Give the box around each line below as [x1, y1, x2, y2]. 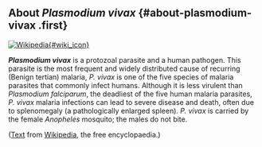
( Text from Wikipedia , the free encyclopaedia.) [8, 130, 161, 139]
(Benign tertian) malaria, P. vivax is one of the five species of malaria [8, 72, 234, 82]
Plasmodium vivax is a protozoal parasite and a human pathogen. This [8, 55, 241, 64]
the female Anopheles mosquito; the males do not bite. [8, 114, 188, 124]
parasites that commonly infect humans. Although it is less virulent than [8, 80, 243, 90]
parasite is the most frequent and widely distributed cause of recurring [8, 64, 240, 73]
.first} [38, 19, 68, 33]
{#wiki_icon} [48, 40, 90, 49]
